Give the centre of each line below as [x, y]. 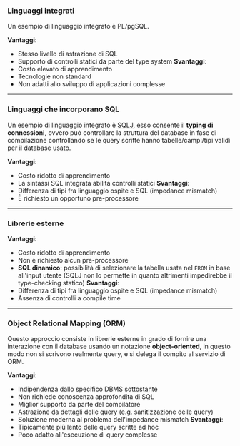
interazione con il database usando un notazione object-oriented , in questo [119, 346]
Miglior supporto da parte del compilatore [79, 405]
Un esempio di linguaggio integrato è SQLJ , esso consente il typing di [110, 125]
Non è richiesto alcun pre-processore [73, 260]
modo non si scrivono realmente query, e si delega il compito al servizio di [116, 354]
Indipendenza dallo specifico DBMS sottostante [88, 389]
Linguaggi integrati [41, 11]
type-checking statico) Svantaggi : [69, 283]
